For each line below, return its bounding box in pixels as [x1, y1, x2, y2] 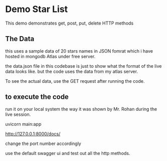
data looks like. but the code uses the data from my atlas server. [5, 68, 138, 74]
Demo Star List [5, 4, 68, 15]
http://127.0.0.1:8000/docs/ [5, 130, 60, 136]
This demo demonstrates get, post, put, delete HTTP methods [5, 20, 134, 26]
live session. [5, 111, 31, 117]
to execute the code [5, 93, 69, 101]
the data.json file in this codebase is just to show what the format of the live [5, 63, 162, 69]
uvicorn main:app [5, 121, 42, 127]
